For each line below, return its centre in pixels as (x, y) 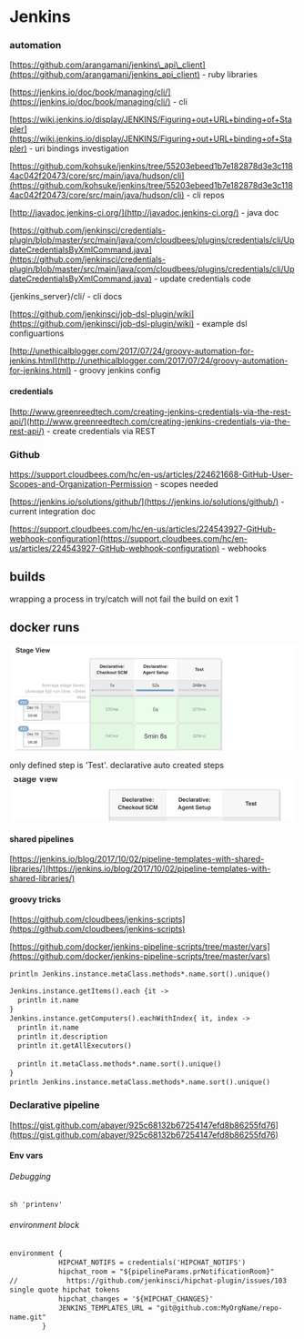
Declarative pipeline (55, 1105)
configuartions (37, 333)
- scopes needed (186, 483)
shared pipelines (42, 838)
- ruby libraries (229, 75)
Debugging (30, 1176)
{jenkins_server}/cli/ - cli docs (66, 297)
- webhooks (244, 548)
